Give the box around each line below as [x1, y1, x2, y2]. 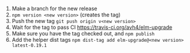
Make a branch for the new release [11, 5, 97, 12]
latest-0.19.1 [11, 42, 47, 48]
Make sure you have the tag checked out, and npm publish [11, 30, 155, 37]
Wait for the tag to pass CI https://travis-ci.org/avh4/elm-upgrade [11, 24, 173, 31]
